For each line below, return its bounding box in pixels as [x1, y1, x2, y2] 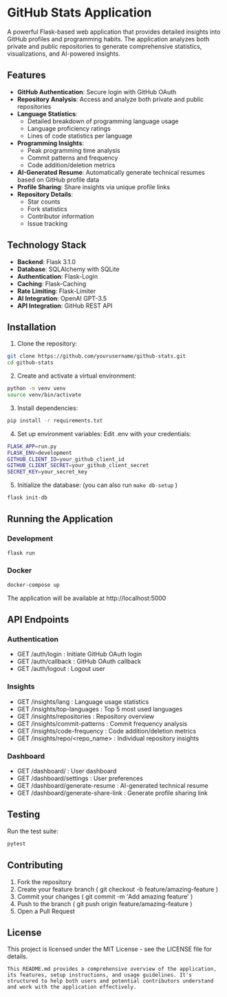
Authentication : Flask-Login [17, 272, 98, 280]
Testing [7, 808, 41, 820]
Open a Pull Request [17, 907, 76, 915]
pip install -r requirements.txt [7, 417, 103, 424]
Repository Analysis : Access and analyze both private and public [17, 95, 204, 103]
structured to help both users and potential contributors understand [7, 978, 214, 985]
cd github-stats [7, 359, 54, 366]
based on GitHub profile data [17, 175, 100, 184]
